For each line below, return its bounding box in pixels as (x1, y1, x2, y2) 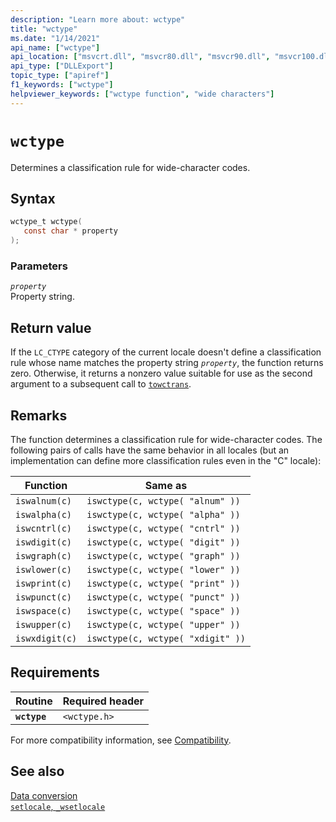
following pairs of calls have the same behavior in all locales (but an (10, 444, 290, 456)
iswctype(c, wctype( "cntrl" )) (86, 522, 241, 534)
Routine (15, 694, 53, 708)
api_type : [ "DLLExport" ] (10, 61, 114, 71)
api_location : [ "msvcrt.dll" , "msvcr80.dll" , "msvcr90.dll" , (10, 52, 271, 62)
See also (10, 763, 65, 780)
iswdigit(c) (15, 536, 73, 548)
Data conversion (10, 789, 78, 801)
